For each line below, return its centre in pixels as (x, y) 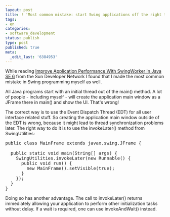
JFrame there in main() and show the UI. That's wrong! (62, 102)
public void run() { (47, 164)
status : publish (22, 38)
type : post (17, 43)
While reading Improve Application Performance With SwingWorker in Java (83, 71)
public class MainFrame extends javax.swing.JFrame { (73, 143)
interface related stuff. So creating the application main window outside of (82, 118)
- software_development (30, 33)
